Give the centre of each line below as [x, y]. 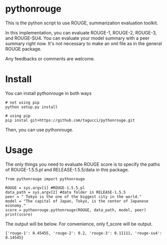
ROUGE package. [23, 49]
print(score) [19, 214]
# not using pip [22, 102]
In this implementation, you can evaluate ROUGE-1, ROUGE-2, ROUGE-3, [81, 32]
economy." [16, 205]
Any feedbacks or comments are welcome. [50, 58]
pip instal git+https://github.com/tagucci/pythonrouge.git [70, 120]
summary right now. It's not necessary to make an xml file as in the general [84, 43]
